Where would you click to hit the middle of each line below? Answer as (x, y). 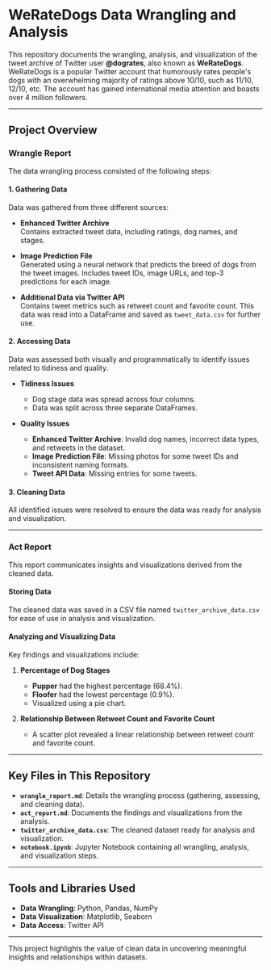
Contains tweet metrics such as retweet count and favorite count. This (137, 305)
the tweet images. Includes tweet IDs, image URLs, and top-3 (122, 273)
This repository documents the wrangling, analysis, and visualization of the (133, 54)
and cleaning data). (52, 804)
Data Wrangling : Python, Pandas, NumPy (89, 908)
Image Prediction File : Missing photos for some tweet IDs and (135, 456)
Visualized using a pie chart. (79, 703)
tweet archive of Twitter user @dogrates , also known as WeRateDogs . (126, 63)
